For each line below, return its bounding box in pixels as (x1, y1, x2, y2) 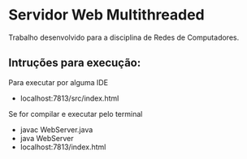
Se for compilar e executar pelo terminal (8, 109, 143, 118)
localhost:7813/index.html (19, 142, 106, 152)
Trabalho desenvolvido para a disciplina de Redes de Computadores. (8, 32, 240, 42)
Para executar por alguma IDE (8, 77, 108, 87)
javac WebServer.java (19, 124, 93, 135)
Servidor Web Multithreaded (8, 6, 205, 24)
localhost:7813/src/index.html (19, 93, 119, 103)
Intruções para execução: (8, 56, 141, 70)
